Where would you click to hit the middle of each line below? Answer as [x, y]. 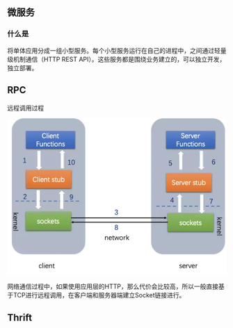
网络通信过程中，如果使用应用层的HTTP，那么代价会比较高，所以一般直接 [113, 286]
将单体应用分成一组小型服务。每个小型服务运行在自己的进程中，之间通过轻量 [117, 50]
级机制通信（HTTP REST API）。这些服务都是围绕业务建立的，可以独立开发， [116, 59]
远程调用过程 [25, 108]
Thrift [20, 317]
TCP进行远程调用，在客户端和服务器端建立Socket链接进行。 [99, 295]
